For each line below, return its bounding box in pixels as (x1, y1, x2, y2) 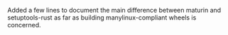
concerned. (7, 21, 41, 29)
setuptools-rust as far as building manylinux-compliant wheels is (7, 13, 197, 22)
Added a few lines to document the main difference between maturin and (7, 6, 222, 14)
